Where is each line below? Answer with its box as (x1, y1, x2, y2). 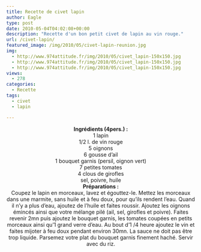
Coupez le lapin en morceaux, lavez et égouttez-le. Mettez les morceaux (11, 189, 191, 196)
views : (6, 70, 23, 76)
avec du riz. (86, 240, 116, 247)
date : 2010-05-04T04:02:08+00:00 (6, 25, 90, 32)
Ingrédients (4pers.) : (73, 125, 128, 133)
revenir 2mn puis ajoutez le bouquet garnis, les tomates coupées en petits (9, 214, 193, 222)
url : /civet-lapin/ (6, 37, 55, 43)
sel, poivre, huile (80, 176, 121, 184)
